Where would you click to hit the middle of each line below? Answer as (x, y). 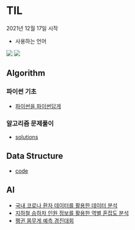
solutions (26, 137)
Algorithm (26, 73)
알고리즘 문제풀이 (30, 124)
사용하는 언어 (31, 41)
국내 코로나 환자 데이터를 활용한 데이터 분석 (66, 205)
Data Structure (35, 156)
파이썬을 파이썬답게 (38, 106)
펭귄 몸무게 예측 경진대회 (44, 220)
